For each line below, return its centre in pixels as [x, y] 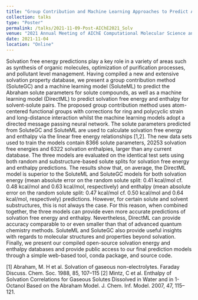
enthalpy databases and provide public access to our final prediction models [99, 249]
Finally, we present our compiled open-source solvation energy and [88, 243]
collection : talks [29, 17]
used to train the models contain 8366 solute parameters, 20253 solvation [96, 143]
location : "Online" [30, 45]
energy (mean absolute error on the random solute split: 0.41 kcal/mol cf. [95, 180]
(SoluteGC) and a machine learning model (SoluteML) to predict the [88, 86]
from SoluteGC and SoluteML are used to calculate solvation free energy [94, 130]
